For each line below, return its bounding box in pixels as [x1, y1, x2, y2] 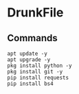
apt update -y [7, 50, 48, 57]
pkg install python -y [7, 62, 72, 69]
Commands [7, 32, 58, 44]
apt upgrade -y [7, 56, 51, 63]
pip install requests [7, 74, 69, 81]
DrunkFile [7, 5, 64, 21]
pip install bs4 [7, 80, 54, 87]
